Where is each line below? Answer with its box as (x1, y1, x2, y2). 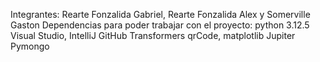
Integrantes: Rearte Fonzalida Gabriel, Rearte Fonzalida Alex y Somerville (10, 9, 311, 20)
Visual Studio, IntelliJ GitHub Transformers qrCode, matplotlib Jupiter (10, 30, 296, 41)
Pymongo (10, 40, 50, 52)
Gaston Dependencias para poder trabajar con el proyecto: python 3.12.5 (10, 19, 310, 31)
